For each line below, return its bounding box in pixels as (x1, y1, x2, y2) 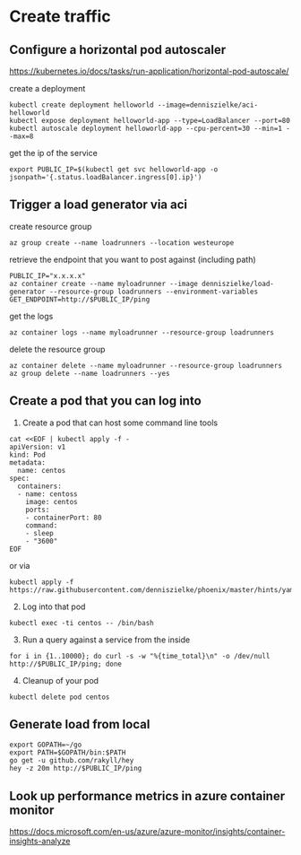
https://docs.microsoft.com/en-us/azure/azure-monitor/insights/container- (9, 826, 286, 837)
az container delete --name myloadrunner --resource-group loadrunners (9, 361, 282, 370)
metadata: (9, 458, 47, 467)
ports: (25, 505, 50, 514)
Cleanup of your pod (21, 675, 99, 685)
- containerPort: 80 (25, 513, 102, 522)
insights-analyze (9, 836, 71, 847)
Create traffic (9, 6, 111, 27)
